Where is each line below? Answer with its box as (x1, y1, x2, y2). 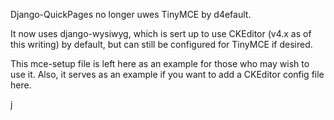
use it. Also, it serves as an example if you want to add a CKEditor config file (10, 69, 325, 80)
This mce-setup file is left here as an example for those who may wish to (10, 58, 310, 69)
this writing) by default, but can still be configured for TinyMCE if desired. (10, 39, 313, 50)
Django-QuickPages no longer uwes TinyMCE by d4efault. (10, 9, 252, 20)
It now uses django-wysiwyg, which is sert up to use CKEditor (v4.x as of (10, 28, 312, 39)
